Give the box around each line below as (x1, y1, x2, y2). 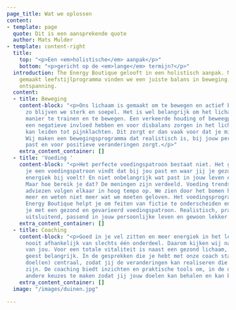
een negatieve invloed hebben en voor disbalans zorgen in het (25, 121, 216, 129)
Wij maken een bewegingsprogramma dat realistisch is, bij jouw (25, 135, 218, 142)
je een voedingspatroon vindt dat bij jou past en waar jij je (25, 167, 216, 175)
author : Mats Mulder (13, 37, 73, 44)
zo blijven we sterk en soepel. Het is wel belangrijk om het (25, 108, 212, 116)
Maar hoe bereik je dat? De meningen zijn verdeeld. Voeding (25, 180, 209, 187)
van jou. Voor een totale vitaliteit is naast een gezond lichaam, (25, 246, 228, 254)
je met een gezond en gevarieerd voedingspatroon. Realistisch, (25, 207, 218, 214)
